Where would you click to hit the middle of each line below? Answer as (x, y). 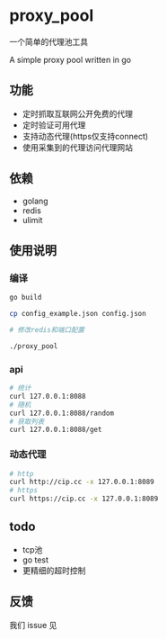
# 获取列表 (27, 421)
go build (26, 298)
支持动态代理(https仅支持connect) (85, 136)
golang (35, 201)
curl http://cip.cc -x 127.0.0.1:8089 (82, 482)
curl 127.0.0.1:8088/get (56, 430)
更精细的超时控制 (54, 570)
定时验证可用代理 (54, 125)
